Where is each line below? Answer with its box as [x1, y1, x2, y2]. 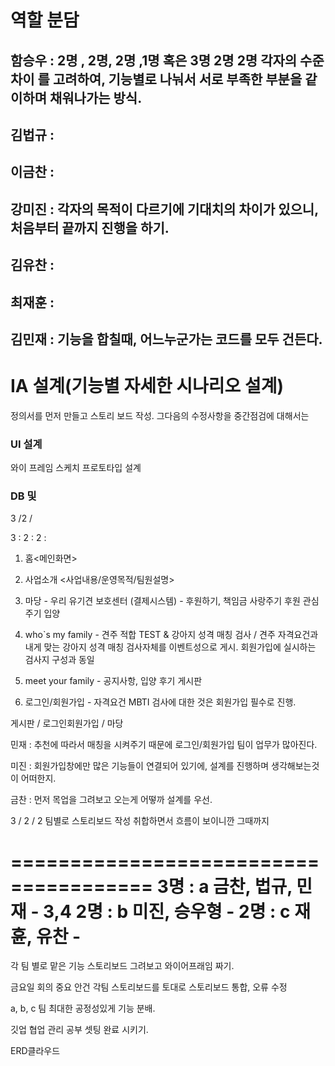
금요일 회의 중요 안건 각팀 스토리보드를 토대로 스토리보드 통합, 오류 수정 [10, 981, 288, 993]
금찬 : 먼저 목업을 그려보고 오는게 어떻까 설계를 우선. [10, 794, 213, 806]
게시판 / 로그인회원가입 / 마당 [10, 717, 124, 730]
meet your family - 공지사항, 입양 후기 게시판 [24, 675, 203, 687]
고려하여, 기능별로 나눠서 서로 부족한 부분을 [52, 71, 303, 88]
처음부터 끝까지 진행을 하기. [10, 219, 170, 236]
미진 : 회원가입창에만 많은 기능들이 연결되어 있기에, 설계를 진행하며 [10, 760, 270, 772]
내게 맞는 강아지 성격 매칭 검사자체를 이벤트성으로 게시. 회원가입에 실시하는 [24, 641, 317, 653]
